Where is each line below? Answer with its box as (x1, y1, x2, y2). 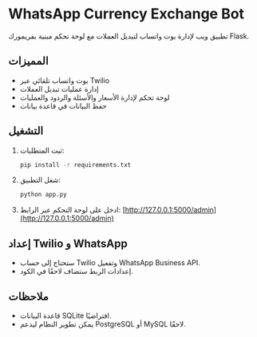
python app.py (19, 191, 67, 199)
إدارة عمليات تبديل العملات (19, 84, 99, 93)
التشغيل (8, 125, 44, 138)
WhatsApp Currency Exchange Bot (8, 5, 245, 23)
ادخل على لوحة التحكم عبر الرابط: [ (19, 205, 125, 215)
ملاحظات (8, 289, 49, 303)
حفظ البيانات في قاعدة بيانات (19, 101, 107, 110)
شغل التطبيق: (19, 175, 61, 184)
